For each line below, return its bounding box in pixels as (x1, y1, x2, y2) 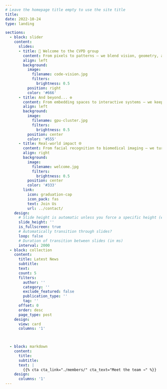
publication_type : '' (23, 294, 68, 299)
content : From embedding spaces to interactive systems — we (23, 99, 153, 104)
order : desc (18, 307, 43, 312)
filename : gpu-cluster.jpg (31, 118, 88, 123)
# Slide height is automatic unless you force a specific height (18, 215, 157, 220)
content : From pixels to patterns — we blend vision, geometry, (23, 53, 159, 58)
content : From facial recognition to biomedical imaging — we (23, 146, 155, 151)
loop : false (18, 233, 43, 239)
